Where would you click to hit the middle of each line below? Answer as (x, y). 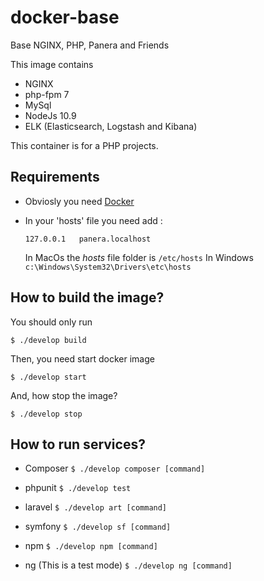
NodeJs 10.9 (50, 115)
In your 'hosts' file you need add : (93, 220)
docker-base (65, 17)
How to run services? (78, 444)
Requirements (55, 177)
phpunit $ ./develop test (78, 488)
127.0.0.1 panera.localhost (88, 239)
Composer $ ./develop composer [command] (115, 468)
